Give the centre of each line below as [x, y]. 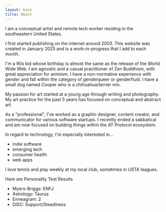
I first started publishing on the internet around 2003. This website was [78, 43]
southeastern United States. [34, 34]
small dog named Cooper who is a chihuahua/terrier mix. [63, 84]
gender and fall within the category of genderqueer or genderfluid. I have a [82, 79]
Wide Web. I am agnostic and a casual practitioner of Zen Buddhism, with [80, 69]
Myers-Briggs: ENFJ [33, 188]
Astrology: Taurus [30, 194]
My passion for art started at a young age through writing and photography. [82, 94]
